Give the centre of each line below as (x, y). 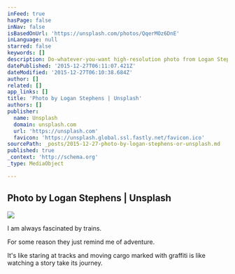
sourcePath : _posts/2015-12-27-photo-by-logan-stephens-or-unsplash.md (114, 144)
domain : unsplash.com (45, 124)
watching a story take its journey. (55, 263)
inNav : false (26, 27)
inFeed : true (26, 14)
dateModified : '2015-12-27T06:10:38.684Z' (70, 72)
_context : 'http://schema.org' (53, 157)
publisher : (23, 111)
